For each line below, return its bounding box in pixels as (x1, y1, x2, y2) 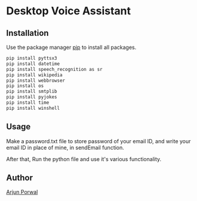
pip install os (6, 83, 44, 89)
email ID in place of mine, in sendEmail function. (6, 144, 124, 151)
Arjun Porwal (6, 188, 38, 196)
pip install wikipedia (6, 72, 63, 78)
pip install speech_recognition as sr (6, 66, 103, 72)
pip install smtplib (6, 88, 58, 95)
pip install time (6, 100, 50, 106)
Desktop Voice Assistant (6, 4, 131, 18)
